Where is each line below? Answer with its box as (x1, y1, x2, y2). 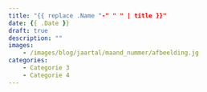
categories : (8, 57, 48, 65)
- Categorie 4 (22, 71, 70, 79)
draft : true (8, 26, 48, 34)
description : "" (8, 34, 63, 42)
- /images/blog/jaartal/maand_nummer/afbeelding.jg (22, 49, 199, 57)
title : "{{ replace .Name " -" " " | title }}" (8, 11, 167, 20)
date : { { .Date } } (8, 19, 70, 27)
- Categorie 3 (22, 64, 70, 72)
